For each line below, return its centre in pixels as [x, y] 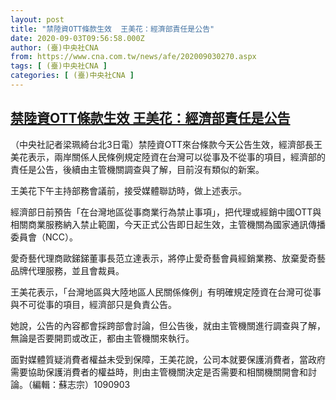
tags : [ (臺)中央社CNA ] [59, 66]
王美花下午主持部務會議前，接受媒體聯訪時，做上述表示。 [128, 190]
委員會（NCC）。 [44, 237]
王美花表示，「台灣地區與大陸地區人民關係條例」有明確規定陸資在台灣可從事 [166, 292]
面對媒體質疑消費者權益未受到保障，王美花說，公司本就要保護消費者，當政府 [168, 359]
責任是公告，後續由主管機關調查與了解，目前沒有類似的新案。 [137, 169]
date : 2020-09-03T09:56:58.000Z [77, 38]
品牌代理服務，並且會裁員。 [67, 270]
